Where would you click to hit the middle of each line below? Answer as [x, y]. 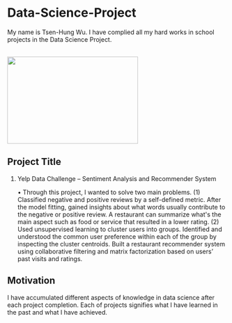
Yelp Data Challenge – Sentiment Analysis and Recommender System [117, 178]
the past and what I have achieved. [57, 312]
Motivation [31, 281]
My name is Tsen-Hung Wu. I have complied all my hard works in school [111, 32]
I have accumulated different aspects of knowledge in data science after [111, 297]
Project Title [34, 162]
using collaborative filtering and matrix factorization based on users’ [115, 251]
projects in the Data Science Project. [60, 39]
